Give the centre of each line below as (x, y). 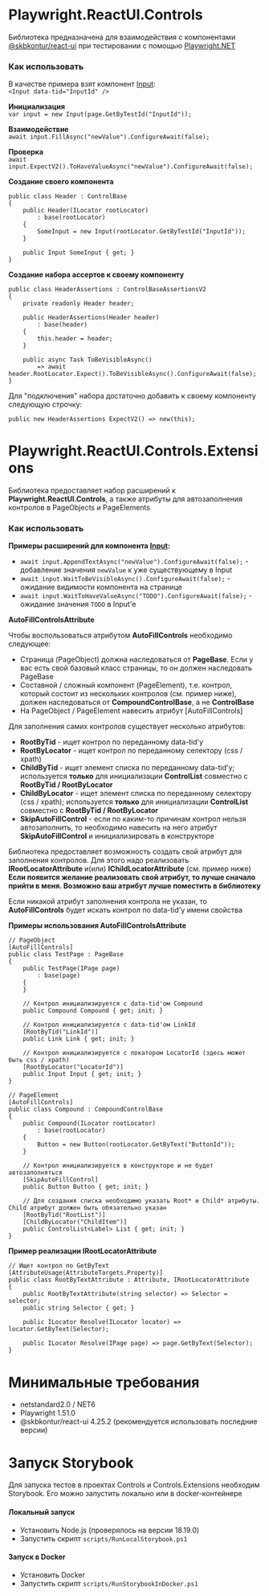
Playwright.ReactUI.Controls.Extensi (133, 451)
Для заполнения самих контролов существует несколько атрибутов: (127, 727)
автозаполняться (35, 1173)
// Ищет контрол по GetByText (59, 1266)
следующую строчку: (45, 405)
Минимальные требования (104, 1382)
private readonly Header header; (79, 303)
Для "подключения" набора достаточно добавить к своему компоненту (132, 396)
